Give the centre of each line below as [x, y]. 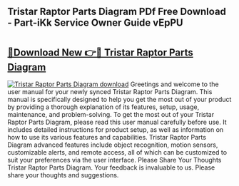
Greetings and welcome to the [174, 84]
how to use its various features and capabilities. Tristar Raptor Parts [107, 137]
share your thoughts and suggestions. [63, 175]
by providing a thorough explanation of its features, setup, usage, [103, 107]
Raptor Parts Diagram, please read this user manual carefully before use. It [117, 122]
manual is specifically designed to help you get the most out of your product [119, 99]
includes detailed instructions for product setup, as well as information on [116, 130]
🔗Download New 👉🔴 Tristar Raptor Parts [101, 52]
